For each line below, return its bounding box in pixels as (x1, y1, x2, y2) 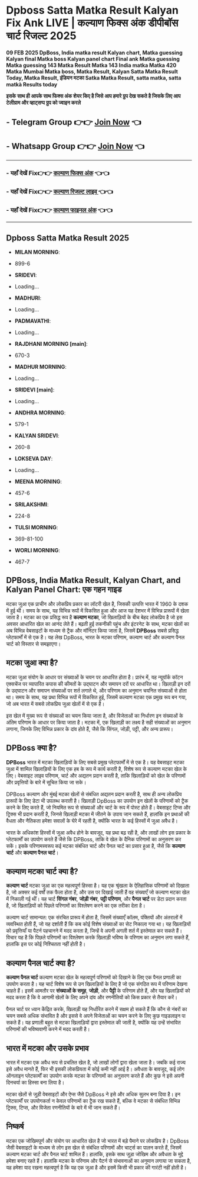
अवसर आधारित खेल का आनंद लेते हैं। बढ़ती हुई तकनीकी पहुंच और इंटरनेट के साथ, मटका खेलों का (6, 620, 190, 628)
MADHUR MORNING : (14, 364, 67, 371)
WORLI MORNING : (14, 547, 60, 554)
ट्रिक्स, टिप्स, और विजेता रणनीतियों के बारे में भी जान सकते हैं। (6, 1104, 121, 1111)
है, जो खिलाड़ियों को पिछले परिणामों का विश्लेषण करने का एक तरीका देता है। (6, 902, 146, 909)
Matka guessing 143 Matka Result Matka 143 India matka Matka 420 (6, 62, 177, 69)
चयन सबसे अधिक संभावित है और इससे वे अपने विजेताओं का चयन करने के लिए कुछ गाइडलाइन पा (6, 1012, 186, 1020)
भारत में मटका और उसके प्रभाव (6, 1043, 90, 1053)
